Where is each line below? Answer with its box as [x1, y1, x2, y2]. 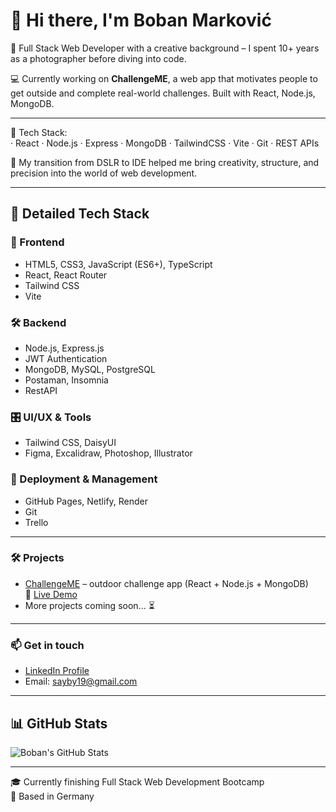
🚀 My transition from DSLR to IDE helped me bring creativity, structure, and [10, 156, 320, 168]
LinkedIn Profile [24, 665, 90, 677]
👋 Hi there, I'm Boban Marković [10, 9, 272, 32]
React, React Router [24, 269, 108, 281]
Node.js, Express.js [24, 342, 105, 354]
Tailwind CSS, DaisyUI [24, 437, 117, 449]
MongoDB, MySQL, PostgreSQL [24, 363, 156, 375]
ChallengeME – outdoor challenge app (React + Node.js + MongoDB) [24, 577, 309, 589]
